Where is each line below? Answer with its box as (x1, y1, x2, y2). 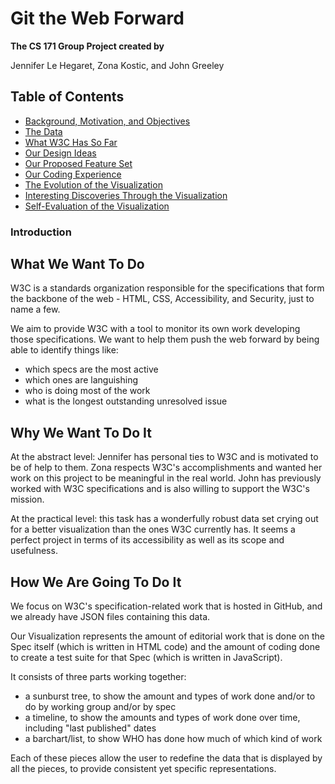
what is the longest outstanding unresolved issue (24, 395, 228, 407)
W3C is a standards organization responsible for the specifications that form (10, 282, 325, 294)
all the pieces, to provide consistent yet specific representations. (10, 763, 277, 775)
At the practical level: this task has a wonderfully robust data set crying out (10, 513, 319, 525)
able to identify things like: (10, 344, 119, 356)
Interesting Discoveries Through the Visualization (24, 189, 228, 201)
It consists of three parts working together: (10, 671, 187, 683)
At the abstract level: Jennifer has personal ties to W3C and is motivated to (10, 451, 319, 463)
